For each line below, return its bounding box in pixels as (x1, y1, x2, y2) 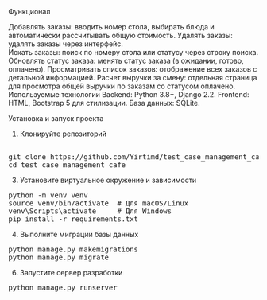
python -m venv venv (8, 191, 89, 200)
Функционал (8, 7, 51, 16)
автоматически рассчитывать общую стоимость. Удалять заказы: (8, 31, 233, 40)
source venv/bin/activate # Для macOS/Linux (8, 199, 189, 208)
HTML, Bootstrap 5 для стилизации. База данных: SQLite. (8, 99, 200, 107)
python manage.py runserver (8, 283, 118, 292)
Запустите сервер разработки (19, 268, 123, 277)
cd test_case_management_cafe (8, 161, 126, 169)
